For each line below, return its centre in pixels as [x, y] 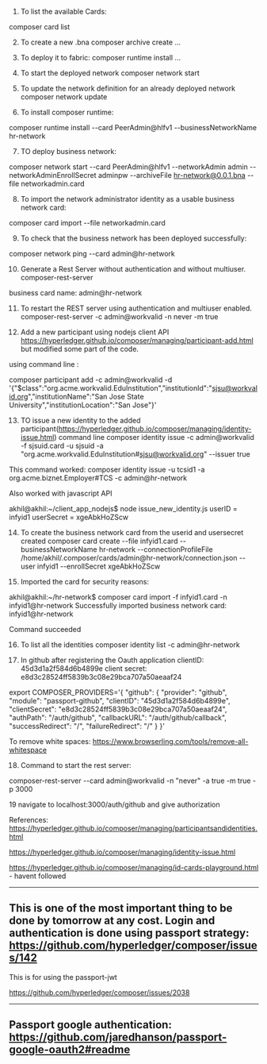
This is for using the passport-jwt [63, 977]
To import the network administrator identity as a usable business [127, 199]
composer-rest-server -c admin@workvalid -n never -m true [119, 316]
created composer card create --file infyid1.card [99, 541]
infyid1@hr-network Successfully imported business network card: [118, 605]
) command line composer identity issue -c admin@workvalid [154, 437]
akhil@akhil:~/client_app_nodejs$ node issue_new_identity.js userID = [124, 509]
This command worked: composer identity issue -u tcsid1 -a [107, 469]
